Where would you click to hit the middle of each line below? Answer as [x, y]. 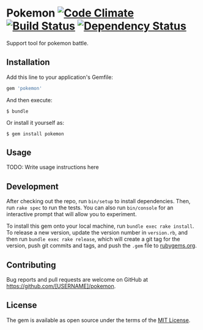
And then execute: [29, 100]
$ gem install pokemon [35, 134]
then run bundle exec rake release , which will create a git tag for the [93, 239]
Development [33, 186]
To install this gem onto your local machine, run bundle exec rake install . [100, 226]
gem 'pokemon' [24, 88]
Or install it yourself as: [35, 122]
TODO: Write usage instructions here [53, 167]
